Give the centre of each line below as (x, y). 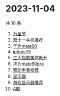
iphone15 (22, 51)
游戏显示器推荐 (28, 82)
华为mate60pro (28, 64)
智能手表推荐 (26, 70)
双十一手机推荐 (28, 40)
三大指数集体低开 (30, 57)
